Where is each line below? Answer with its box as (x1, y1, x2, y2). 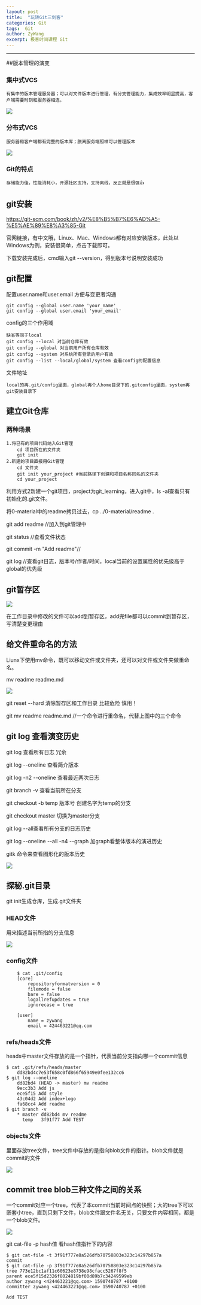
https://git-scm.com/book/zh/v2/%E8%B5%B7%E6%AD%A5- (6, 215, 160, 222)
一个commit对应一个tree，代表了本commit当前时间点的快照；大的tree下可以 (6, 1201, 193, 1209)
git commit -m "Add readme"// (6, 546, 81, 553)
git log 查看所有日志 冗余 (6, 748, 67, 755)
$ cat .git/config (17, 971, 63, 977)
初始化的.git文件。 (6, 495, 51, 502)
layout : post (6, 8, 39, 15)
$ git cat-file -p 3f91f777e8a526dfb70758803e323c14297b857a (6, 1263, 162, 1269)
